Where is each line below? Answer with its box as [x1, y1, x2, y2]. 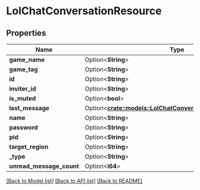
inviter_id [9, 85, 36, 93]
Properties [6, 28, 46, 38]
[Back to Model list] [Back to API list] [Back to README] [6, 177, 143, 184]
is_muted [9, 94, 36, 102]
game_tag [9, 66, 38, 73]
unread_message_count [9, 162, 79, 170]
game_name [9, 55, 45, 64]
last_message [9, 104, 49, 112]
